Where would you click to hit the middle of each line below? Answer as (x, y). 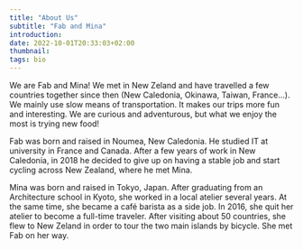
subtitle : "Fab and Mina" (58, 26)
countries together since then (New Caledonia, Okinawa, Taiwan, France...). (150, 95)
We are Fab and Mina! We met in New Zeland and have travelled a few (139, 85)
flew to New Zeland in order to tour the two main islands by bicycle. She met (151, 226)
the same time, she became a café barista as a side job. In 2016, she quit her (151, 207)
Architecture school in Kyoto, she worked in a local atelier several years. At (148, 197)
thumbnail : (30, 51)
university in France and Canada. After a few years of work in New (133, 151)
